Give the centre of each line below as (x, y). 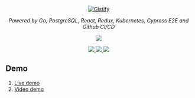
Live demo (27, 83)
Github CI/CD (99, 27)
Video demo (29, 89)
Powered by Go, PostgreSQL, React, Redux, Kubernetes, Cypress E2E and (99, 20)
